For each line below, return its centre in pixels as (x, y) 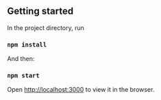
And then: (21, 59)
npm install (27, 45)
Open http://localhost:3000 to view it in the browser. (81, 90)
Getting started (40, 11)
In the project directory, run (46, 27)
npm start (23, 76)
